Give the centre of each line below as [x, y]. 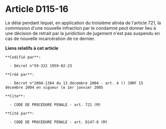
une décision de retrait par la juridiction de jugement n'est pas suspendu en [83, 33]
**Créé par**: [20, 74]
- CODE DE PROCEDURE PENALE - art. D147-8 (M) [59, 122]
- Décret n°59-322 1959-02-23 [41, 66]
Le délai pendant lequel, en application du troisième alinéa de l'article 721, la [83, 23]
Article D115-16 [37, 9]
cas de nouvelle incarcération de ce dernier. [50, 39]
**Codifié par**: [23, 57]
